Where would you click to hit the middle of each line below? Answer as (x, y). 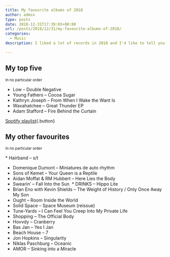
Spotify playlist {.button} (30, 121)
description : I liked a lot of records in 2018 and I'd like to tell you (85, 43)
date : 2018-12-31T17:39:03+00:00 (41, 24)
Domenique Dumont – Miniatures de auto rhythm (64, 168)
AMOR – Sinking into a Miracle (44, 249)
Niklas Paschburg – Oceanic (42, 244)
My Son (21, 195)
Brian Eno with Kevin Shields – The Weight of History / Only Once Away (87, 189)
